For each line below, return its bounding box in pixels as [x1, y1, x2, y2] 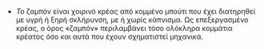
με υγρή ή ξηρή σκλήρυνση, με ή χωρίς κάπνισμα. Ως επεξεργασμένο [15, 15, 249, 24]
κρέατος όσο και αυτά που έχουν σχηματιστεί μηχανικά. [15, 32, 204, 41]
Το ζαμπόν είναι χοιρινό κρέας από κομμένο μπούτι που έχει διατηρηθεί [15, 7, 256, 16]
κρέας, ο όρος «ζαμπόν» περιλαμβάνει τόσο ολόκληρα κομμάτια [15, 24, 234, 32]
